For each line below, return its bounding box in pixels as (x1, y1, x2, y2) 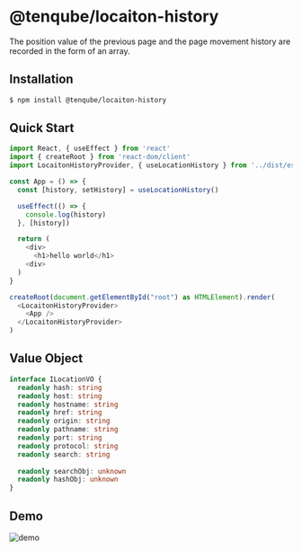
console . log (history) (25, 209, 106, 219)
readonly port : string (17, 433, 102, 442)
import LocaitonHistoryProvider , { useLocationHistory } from (9, 161, 247, 170)
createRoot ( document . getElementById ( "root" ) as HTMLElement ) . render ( (9, 292, 276, 302)
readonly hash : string (17, 383, 102, 392)
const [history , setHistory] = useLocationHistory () (17, 185, 219, 194)
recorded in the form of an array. (9, 45, 130, 56)
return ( (17, 235, 50, 244)
